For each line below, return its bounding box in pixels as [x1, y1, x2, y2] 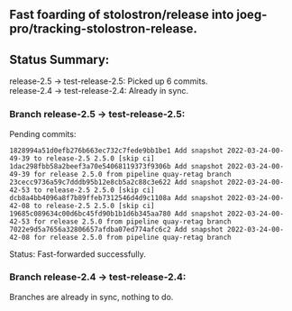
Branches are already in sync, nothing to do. [9, 291, 174, 302]
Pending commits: [9, 128, 77, 139]
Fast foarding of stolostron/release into [9, 7, 234, 23]
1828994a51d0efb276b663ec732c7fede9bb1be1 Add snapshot [9, 146, 224, 155]
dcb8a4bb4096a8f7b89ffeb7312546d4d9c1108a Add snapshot [9, 193, 224, 202]
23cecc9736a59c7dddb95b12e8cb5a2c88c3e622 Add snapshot [9, 178, 224, 187]
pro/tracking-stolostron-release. [9, 22, 198, 37]
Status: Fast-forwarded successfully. [9, 248, 146, 260]
